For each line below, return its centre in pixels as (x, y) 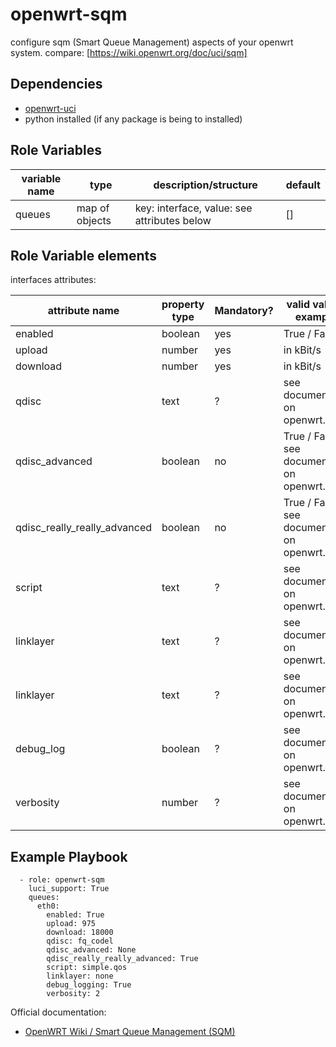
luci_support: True (69, 889)
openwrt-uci (50, 108)
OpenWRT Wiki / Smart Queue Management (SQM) (130, 1032)
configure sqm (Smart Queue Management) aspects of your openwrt (152, 42)
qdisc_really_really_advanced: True (122, 959)
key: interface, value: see (193, 208)
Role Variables (56, 150)
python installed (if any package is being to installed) (133, 119)
